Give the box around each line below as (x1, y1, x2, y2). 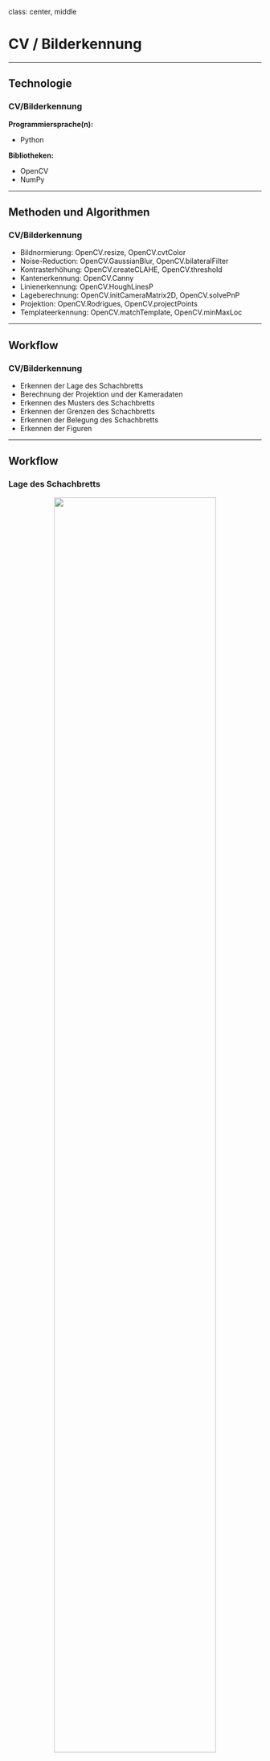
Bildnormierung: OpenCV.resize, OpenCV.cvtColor (19, 248, 186, 257)
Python (19, 134, 44, 144)
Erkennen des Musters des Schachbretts (19, 398, 155, 407)
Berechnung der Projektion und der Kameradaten (19, 389, 183, 399)
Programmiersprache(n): (8, 119, 94, 129)
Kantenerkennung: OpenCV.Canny (19, 274, 134, 283)
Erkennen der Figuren (19, 424, 92, 433)
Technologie (8, 76, 72, 91)
